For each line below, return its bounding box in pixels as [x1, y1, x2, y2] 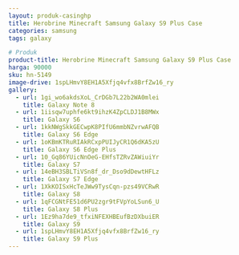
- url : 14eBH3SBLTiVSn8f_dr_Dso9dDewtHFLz [15, 168, 160, 176]
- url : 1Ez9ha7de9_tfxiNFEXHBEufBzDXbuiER [15, 212, 160, 221]
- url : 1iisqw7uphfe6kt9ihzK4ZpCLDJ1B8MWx [15, 108, 160, 116]
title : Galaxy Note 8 [22, 101, 95, 109]
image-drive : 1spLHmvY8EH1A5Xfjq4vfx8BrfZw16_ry [8, 78, 174, 87]
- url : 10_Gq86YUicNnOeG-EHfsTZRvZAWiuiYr [15, 153, 160, 161]
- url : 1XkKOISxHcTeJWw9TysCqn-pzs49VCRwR [15, 183, 160, 191]
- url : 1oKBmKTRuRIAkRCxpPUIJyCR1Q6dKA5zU [15, 138, 160, 146]
